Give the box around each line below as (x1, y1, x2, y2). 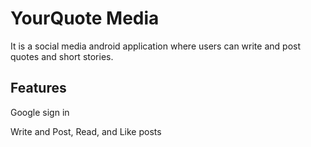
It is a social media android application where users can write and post (10, 40, 301, 52)
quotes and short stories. (10, 50, 114, 62)
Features (10, 80, 67, 97)
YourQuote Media (10, 7, 160, 30)
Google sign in (10, 106, 70, 118)
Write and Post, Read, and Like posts (10, 125, 162, 137)
